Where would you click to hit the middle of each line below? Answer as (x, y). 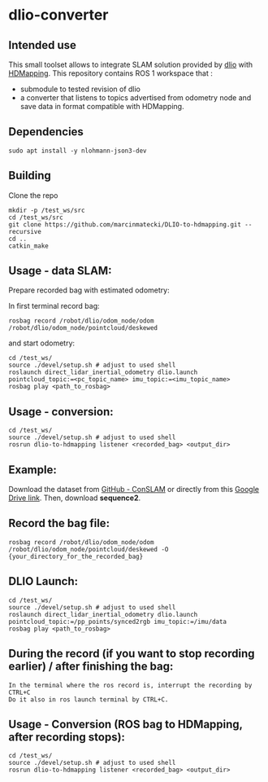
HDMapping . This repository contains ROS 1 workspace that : (111, 73)
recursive (25, 231)
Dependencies (46, 132)
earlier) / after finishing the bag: (91, 667)
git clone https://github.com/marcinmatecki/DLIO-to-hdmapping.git (125, 224)
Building (30, 176)
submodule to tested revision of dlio (80, 89)
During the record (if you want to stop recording (132, 654)
